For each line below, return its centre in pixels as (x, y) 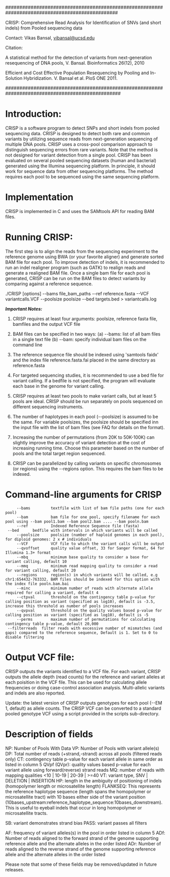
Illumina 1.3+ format (28, 553)
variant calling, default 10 (36, 561)
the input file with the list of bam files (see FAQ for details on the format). (89, 427)
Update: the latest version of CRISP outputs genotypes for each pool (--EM (84, 703)
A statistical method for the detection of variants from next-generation (79, 57)
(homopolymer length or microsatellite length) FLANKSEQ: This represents (83, 786)
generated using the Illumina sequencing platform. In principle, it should (80, 166)
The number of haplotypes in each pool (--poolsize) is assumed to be (85, 416)
